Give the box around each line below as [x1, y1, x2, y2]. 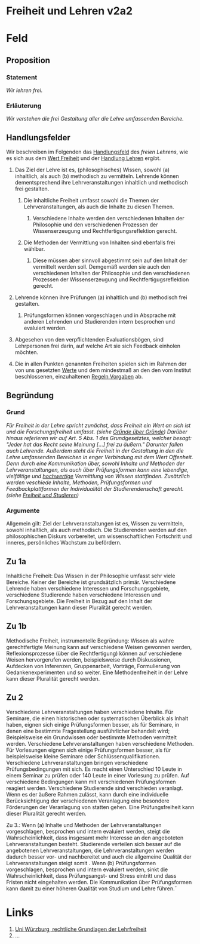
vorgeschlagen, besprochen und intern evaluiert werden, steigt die [6, 828, 170, 835]
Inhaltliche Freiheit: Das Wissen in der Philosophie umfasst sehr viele [6, 572, 176, 579]
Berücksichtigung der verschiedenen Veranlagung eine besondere [6, 797, 170, 804]
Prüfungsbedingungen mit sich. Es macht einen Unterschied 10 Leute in [6, 765, 182, 773]
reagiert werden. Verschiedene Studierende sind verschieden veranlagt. [6, 784, 183, 792]
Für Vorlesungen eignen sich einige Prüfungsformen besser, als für [6, 746, 171, 754]
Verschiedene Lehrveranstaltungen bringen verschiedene [6, 759, 148, 766]
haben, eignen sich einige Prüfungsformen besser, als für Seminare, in [6, 721, 180, 728]
